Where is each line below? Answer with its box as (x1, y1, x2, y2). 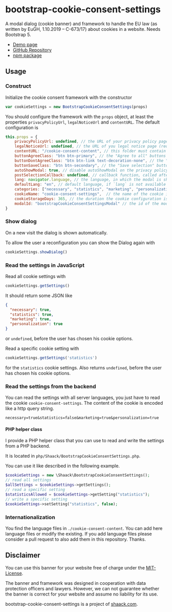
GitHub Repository (12, 47, 52, 53)
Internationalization (5, 514, 55, 521)
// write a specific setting (5, 497, 68, 502)
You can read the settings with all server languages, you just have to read (5, 394, 160, 401)
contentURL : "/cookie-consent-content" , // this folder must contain (14, 149, 166, 154)
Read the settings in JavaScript (5, 262, 84, 269)
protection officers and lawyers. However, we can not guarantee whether (5, 585, 160, 591)
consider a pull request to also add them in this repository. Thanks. (5, 536, 146, 542)
